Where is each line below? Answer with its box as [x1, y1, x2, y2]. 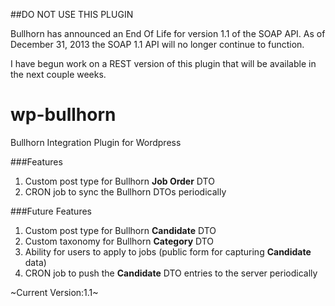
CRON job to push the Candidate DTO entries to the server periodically [24, 267, 318, 279]
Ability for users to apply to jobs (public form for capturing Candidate [24, 245, 312, 258]
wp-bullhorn [10, 104, 117, 126]
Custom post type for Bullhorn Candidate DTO [24, 224, 217, 236]
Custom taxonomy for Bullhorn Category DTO [24, 235, 215, 247]
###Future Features [10, 205, 92, 217]
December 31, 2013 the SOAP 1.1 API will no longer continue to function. [10, 39, 305, 50]
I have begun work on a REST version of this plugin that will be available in [10, 58, 317, 69]
